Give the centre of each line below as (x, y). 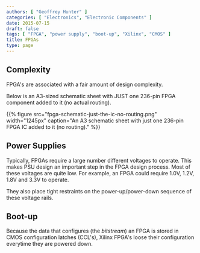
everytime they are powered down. (50, 244)
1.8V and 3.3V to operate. (38, 180)
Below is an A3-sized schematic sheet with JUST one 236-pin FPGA (91, 96)
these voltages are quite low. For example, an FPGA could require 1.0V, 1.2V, (100, 173)
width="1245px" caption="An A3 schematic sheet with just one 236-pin (95, 120)
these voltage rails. (30, 198)
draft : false (23, 29)
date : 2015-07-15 (28, 23)
